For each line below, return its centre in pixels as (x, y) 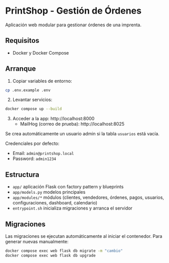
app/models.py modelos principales (49, 192)
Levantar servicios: (32, 100)
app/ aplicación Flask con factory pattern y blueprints (68, 187)
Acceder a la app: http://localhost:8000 (53, 119)
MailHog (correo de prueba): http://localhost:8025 (72, 124)
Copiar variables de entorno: (42, 81)
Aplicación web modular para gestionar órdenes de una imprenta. (73, 25)
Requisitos (22, 41)
